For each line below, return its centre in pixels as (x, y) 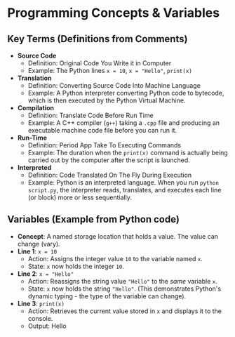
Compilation (36, 108)
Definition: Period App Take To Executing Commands (104, 145)
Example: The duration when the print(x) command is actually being (128, 153)
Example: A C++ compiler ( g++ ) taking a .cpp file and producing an (123, 123)
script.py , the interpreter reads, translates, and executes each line (125, 190)
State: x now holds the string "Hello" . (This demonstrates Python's (125, 289)
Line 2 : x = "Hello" (46, 273)
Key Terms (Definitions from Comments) (98, 39)
